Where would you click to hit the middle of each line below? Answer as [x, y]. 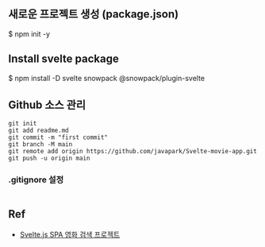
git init [23, 124]
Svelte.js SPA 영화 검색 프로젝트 [70, 234]
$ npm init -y [29, 33]
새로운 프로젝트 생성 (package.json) [94, 14]
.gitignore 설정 [36, 179]
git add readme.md [38, 131]
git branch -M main [40, 145]
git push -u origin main [49, 158]
